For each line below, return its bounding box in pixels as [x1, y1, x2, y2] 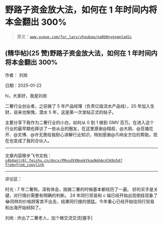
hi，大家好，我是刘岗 [5, 93, 47, 99]
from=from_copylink [5, 162, 45, 167]
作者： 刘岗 [5, 72, 28, 78]
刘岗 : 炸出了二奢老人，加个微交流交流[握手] [5, 215, 93, 221]
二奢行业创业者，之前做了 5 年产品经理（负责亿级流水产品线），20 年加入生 [5, 103, 155, 109]
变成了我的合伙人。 [13, 138, 52, 143]
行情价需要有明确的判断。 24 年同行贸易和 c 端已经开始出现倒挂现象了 [17, 192, 158, 198]
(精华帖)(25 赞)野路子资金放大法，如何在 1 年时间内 [5, 49, 158, 57]
